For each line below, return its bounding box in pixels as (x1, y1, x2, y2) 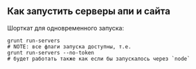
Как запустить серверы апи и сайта (7, 6, 171, 17)
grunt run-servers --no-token (7, 49, 95, 56)
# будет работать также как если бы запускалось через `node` (7, 55, 190, 62)
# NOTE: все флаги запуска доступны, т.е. (7, 43, 132, 50)
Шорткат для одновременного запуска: (7, 23, 125, 32)
